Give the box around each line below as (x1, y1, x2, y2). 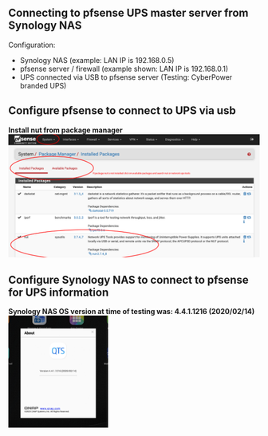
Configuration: (8, 40, 56, 49)
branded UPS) (19, 81, 67, 90)
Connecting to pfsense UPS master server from (8, 6, 249, 20)
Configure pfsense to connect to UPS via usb (8, 104, 237, 118)
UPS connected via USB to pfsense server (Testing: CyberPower (19, 72, 233, 82)
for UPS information (8, 285, 109, 299)
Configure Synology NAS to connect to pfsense (8, 273, 249, 286)
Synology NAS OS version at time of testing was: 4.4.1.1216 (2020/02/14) (8, 307, 255, 316)
